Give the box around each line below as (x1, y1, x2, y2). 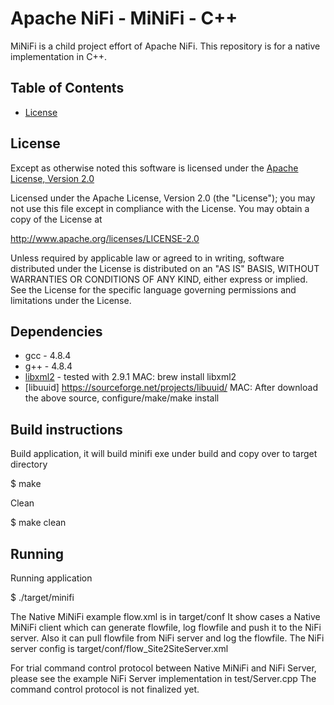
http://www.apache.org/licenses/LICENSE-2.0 (10, 232, 200, 244)
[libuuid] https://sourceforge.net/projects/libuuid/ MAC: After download (24, 382, 318, 394)
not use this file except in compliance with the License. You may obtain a (10, 202, 310, 214)
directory (10, 458, 48, 471)
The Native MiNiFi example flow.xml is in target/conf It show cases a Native (10, 611, 321, 622)
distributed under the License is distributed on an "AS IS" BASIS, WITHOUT (10, 262, 320, 274)
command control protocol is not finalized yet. (10, 683, 200, 695)
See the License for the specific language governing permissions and (10, 283, 297, 296)
